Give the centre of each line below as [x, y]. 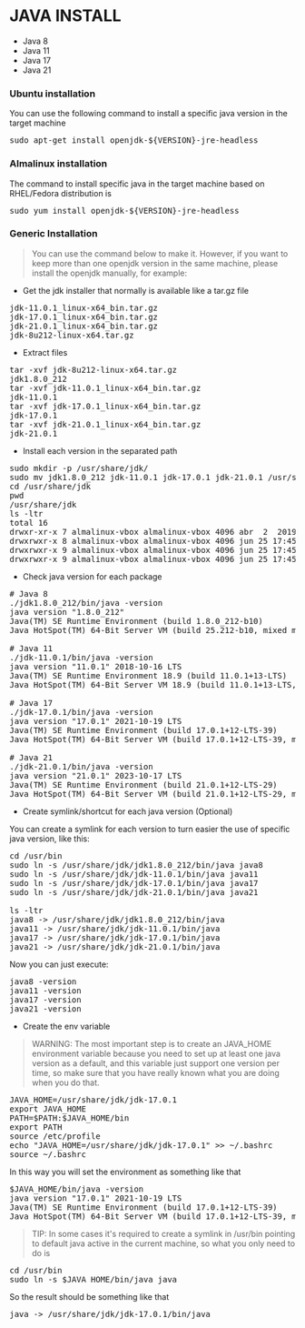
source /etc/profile [55, 1136]
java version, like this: [50, 839]
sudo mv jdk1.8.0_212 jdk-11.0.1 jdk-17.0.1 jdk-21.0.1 [136, 477]
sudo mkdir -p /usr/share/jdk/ [79, 468]
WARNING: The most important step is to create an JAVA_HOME [152, 1043]
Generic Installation [54, 234]
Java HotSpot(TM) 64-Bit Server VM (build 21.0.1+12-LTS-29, [148, 794]
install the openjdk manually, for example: [109, 273]
